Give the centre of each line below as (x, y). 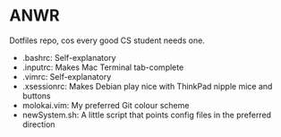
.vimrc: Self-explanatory (67, 76)
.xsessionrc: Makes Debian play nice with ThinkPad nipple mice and (147, 86)
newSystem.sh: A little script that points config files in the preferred (146, 115)
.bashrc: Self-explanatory (69, 57)
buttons (36, 96)
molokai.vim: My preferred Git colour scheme (106, 105)
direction (38, 124)
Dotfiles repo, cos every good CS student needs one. (107, 40)
